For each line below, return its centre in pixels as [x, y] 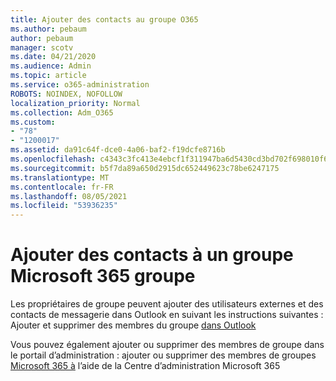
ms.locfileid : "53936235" [64, 206]
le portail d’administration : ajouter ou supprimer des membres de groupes [163, 355]
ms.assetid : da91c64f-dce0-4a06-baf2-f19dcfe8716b [118, 150]
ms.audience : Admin [51, 66]
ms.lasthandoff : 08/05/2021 [69, 196]
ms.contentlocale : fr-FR [62, 187]
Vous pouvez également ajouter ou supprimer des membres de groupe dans [167, 345]
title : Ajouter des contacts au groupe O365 [104, 19]
